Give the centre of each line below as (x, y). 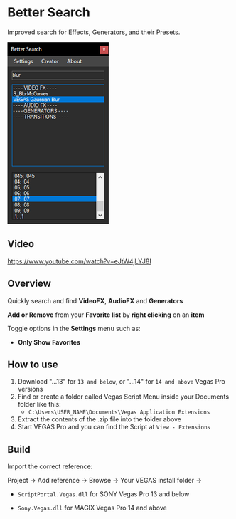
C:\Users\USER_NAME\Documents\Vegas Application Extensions (119, 413)
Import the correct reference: (50, 466)
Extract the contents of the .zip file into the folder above (100, 419)
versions (30, 389)
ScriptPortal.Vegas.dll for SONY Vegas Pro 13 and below (103, 494)
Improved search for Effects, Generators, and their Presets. (94, 32)
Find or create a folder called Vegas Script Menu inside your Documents (123, 397)
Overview (29, 284)
